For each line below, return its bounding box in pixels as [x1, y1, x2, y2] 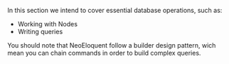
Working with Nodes [17, 20, 78, 28]
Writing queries [17, 28, 63, 36]
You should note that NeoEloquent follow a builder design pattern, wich [7, 41, 216, 49]
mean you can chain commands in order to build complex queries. [7, 49, 201, 57]
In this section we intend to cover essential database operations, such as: [7, 6, 223, 14]
